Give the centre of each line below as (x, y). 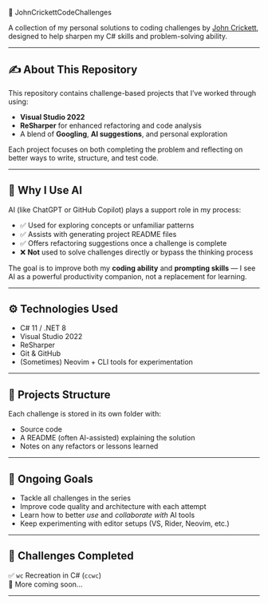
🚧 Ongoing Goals (51, 479)
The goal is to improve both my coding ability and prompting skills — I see (132, 268)
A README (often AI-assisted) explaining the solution (107, 438)
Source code (41, 429)
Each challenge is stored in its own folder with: (85, 414)
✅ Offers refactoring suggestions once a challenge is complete (123, 243)
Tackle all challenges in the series (75, 498)
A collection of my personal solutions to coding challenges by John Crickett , (134, 28)
